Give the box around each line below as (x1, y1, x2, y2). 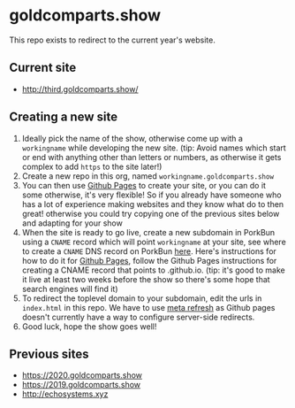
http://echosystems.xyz (21, 389, 109, 399)
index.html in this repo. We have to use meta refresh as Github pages (21, 302, 276, 312)
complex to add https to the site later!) (21, 161, 163, 172)
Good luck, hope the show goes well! (21, 320, 157, 332)
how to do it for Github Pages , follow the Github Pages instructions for (21, 255, 277, 266)
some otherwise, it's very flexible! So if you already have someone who (21, 189, 282, 200)
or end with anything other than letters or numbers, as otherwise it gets (21, 151, 282, 162)
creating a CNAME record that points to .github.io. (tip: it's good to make (21, 265, 285, 275)
